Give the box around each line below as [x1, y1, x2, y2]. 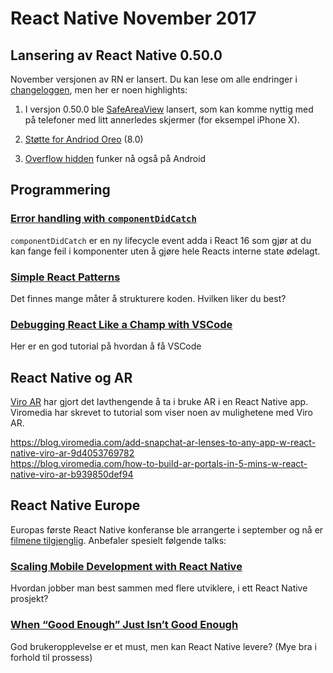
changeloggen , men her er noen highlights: [10, 84, 188, 96]
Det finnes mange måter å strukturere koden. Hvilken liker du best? [10, 292, 287, 304]
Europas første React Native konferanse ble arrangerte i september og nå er [10, 523, 324, 536]
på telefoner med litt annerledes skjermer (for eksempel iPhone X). [24, 114, 300, 126]
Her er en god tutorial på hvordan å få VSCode [10, 340, 202, 352]
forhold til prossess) [10, 651, 93, 663]
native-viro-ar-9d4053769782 [10, 447, 135, 459]
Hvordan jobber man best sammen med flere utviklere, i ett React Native [10, 582, 308, 594]
